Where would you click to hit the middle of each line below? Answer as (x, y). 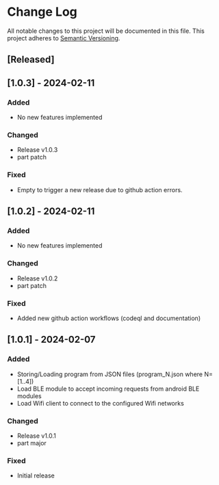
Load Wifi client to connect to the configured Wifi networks (101, 403)
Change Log (42, 12)
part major (31, 443)
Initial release (36, 475)
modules (29, 396)
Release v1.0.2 (37, 278)
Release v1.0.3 (37, 150)
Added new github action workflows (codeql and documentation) (108, 318)
